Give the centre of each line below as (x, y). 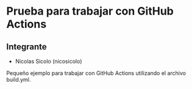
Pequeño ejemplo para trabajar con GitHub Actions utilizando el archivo (96, 73)
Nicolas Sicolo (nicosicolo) (48, 61)
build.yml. (19, 80)
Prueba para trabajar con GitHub (90, 11)
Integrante (27, 47)
